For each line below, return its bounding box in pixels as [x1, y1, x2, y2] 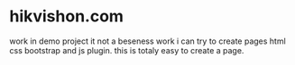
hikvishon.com [9, 6, 124, 27]
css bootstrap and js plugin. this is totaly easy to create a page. [9, 45, 244, 55]
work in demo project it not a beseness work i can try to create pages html [9, 36, 286, 46]
